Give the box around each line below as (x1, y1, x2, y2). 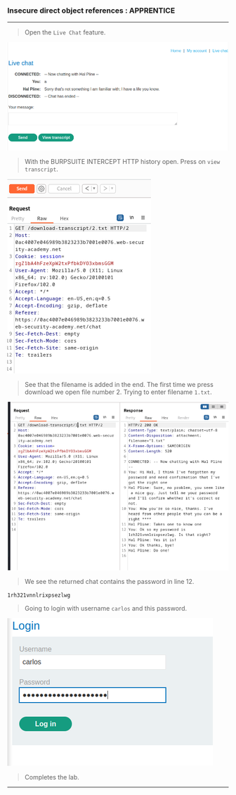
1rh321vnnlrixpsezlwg (7, 592, 71, 599)
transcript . (24, 165, 58, 173)
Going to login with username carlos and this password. (24, 604, 188, 613)
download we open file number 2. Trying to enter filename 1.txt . (24, 388, 212, 396)
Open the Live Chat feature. (24, 28, 106, 37)
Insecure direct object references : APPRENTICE (7, 6, 176, 15)
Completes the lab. (24, 773, 79, 782)
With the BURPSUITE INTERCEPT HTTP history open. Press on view (24, 157, 221, 165)
